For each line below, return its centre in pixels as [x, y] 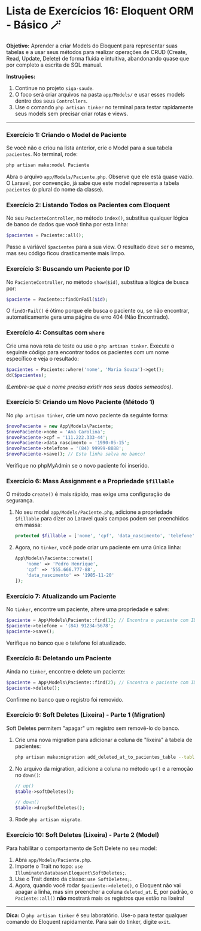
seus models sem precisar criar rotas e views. [71, 113]
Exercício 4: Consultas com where [55, 333]
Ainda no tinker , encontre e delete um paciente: [66, 671]
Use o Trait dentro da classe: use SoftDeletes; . [73, 879]
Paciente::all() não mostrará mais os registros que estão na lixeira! [100, 898]
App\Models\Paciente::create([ [54, 559]
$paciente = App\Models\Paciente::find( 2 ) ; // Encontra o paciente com [97, 682]
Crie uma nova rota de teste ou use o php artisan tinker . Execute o [90, 346]
